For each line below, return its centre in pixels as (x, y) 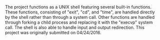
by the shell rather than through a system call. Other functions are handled (80, 17)
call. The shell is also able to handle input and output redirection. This (75, 27)
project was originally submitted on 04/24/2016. (53, 33)
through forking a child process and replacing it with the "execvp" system (79, 22)
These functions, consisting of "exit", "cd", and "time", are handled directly (80, 12)
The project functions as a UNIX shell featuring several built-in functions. (78, 7)
